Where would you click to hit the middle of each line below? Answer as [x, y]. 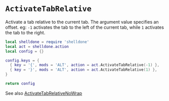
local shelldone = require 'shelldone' [47, 42]
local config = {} [25, 51]
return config [20, 84]
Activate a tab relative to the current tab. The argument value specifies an [82, 22]
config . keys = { [22, 60]
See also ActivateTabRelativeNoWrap [44, 93]
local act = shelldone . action [37, 46]
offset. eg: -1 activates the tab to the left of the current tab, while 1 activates [85, 27]
